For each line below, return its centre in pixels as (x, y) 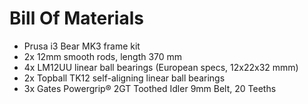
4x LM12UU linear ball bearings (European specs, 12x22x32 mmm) (161, 67)
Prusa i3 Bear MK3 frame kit (82, 46)
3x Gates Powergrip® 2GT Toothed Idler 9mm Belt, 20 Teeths (150, 88)
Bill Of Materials (76, 18)
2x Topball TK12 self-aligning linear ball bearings (124, 78)
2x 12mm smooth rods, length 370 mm (103, 56)
